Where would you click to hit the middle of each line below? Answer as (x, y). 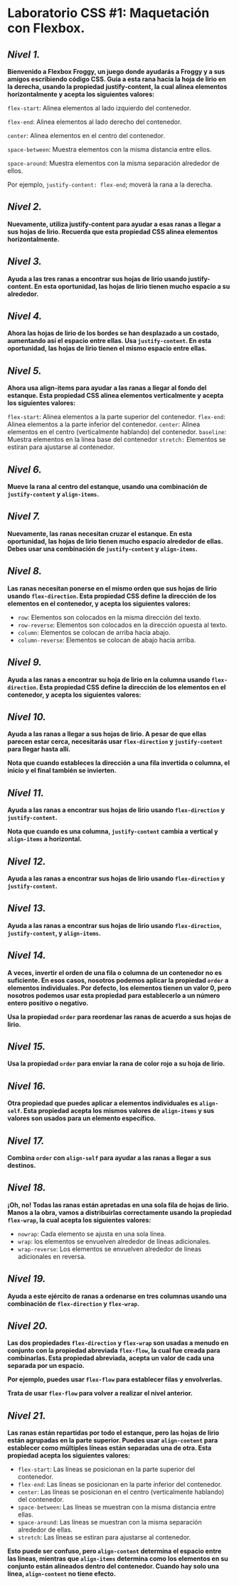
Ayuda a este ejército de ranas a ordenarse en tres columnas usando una (117, 1296)
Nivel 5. (25, 370)
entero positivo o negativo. (48, 1003)
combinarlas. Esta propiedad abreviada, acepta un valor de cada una (111, 1358)
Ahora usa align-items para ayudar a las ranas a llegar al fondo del (107, 388)
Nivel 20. (28, 1326)
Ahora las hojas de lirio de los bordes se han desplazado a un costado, (113, 333)
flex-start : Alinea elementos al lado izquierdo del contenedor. (99, 108)
